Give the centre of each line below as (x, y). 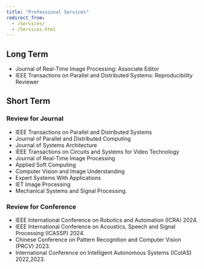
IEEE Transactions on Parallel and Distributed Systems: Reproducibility (104, 76)
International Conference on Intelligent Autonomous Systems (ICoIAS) (103, 253)
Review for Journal (35, 119)
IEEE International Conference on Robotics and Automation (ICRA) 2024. (106, 220)
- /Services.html (34, 29)
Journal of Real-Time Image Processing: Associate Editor (87, 69)
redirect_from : (26, 18)
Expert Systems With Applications (58, 177)
